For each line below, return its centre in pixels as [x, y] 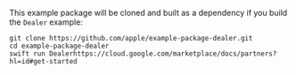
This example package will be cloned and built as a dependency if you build [148, 13]
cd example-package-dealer [59, 46]
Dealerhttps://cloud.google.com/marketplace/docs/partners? [163, 54]
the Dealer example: [46, 22]
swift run [28, 54]
